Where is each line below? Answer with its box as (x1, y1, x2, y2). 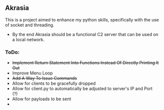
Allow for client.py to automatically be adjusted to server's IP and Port (12, 86, 153, 92)
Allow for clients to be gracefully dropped (12, 80, 96, 87)
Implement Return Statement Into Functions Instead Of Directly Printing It (12, 60, 159, 66)
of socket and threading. (5, 22, 55, 28)
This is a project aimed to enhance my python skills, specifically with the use (5, 17, 159, 22)
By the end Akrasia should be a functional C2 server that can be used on (12, 31, 159, 37)
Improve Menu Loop (12, 70, 53, 76)
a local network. (12, 37, 45, 42)
